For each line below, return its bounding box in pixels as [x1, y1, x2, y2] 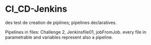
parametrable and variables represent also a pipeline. [5, 34, 113, 40]
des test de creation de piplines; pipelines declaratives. [5, 20, 117, 25]
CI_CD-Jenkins [5, 3, 67, 15]
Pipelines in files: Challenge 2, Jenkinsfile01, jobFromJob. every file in [5, 29, 147, 35]
